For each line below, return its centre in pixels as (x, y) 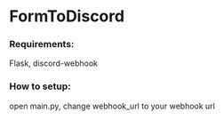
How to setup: (40, 86)
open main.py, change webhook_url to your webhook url (112, 106)
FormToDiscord (67, 16)
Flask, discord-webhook (54, 63)
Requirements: (42, 44)
